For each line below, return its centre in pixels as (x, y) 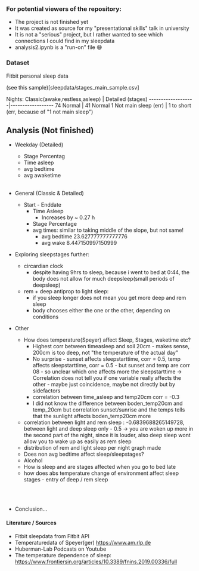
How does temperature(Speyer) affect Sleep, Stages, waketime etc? (107, 340)
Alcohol (33, 461)
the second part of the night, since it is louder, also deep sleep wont (107, 435)
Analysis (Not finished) (50, 130)
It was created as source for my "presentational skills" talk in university (102, 28)
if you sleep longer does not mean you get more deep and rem (109, 298)
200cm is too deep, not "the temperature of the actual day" (105, 353)
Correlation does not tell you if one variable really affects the (107, 378)
